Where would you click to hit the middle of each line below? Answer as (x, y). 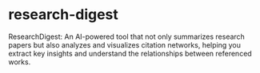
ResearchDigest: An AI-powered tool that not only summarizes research (127, 36)
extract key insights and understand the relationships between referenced (130, 53)
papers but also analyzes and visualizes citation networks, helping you (125, 44)
